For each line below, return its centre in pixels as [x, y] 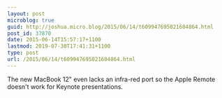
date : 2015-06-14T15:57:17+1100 [54, 40]
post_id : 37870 [29, 33]
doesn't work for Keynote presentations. [65, 86]
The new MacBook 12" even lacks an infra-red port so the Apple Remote [111, 79]
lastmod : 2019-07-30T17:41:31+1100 [59, 46]
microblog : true [31, 20]
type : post [23, 53]
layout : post [26, 14]
